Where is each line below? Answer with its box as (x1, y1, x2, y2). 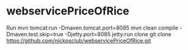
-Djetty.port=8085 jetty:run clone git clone (65, 30, 172, 37)
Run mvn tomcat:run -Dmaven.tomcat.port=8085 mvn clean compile (6, 24, 179, 31)
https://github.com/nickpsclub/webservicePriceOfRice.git (6, 37, 151, 44)
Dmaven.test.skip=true (6, 30, 64, 37)
